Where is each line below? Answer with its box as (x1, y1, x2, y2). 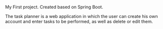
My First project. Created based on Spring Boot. (5, 4, 103, 10)
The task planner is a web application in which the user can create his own (5, 14, 158, 19)
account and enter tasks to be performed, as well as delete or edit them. (5, 19, 153, 24)
